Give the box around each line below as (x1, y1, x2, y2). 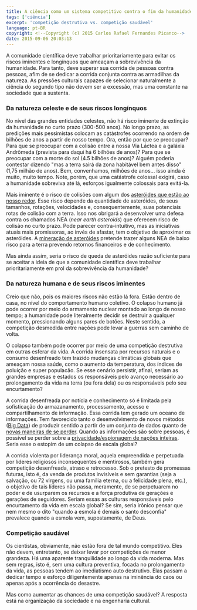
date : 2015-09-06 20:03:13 (6, 36, 72, 42)
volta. (6, 330, 20, 338)
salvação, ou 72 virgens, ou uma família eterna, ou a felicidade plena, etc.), (6, 477, 188, 484)
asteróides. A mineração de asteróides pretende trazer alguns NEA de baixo (6, 235, 189, 242)
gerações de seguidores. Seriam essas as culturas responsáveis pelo (6, 496, 174, 503)
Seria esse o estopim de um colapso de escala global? (6, 440, 138, 447)
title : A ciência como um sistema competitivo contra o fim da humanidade (6, 8, 193, 15)
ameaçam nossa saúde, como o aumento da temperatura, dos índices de (6, 360, 183, 368)
